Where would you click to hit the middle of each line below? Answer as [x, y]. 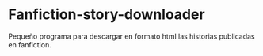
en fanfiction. [30, 44]
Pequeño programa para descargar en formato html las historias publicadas [131, 36]
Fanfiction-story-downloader [107, 15]
